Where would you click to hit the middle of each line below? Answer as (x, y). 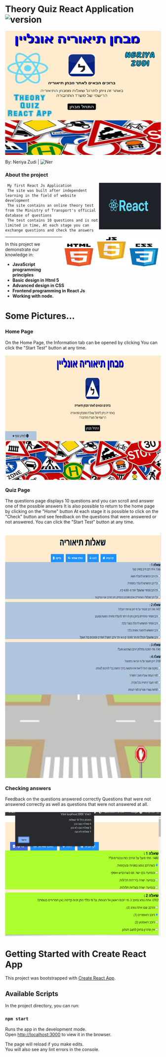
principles (23, 275)
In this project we (23, 244)
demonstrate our (22, 250)
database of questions (28, 215)
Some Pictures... (40, 316)
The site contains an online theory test (50, 206)
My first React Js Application (39, 186)
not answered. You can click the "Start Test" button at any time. (70, 522)
